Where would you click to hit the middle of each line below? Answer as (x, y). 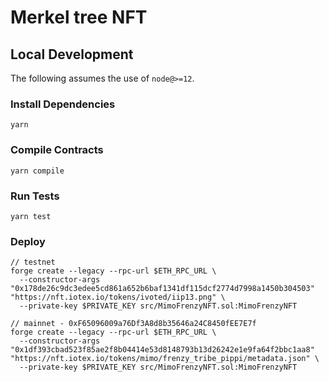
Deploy (28, 241)
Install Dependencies (63, 104)
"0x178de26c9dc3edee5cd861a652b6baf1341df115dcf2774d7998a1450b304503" (162, 289)
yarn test (31, 216)
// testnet (33, 262)
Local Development (72, 54)
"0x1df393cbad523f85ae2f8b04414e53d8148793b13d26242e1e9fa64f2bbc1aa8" (162, 350)
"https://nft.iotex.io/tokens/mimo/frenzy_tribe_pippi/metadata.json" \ (165, 359)
